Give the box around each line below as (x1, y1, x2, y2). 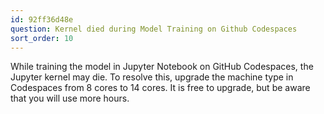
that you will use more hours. (10, 92, 130, 105)
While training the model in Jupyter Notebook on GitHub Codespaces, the (10, 61, 314, 73)
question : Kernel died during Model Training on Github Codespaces (10, 24, 298, 34)
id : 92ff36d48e (10, 14, 74, 25)
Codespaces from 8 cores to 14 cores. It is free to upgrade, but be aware (10, 82, 311, 94)
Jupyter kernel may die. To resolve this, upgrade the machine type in (10, 71, 294, 83)
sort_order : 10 (10, 33, 74, 43)
